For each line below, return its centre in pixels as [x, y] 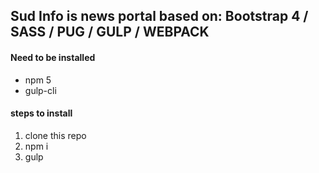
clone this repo [55, 135]
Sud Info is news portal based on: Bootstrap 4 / [159, 16]
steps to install [41, 113]
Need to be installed [53, 57]
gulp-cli [40, 90]
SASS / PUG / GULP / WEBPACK [110, 32]
